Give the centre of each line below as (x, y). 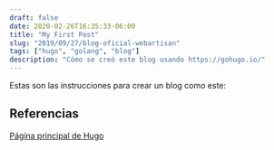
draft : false (34, 18)
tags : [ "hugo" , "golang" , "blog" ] (75, 52)
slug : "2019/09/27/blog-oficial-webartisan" (95, 43)
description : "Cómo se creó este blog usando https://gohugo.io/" (137, 60)
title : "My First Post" (54, 34)
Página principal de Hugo (57, 136)
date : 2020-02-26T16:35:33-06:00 (73, 26)
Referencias (44, 114)
